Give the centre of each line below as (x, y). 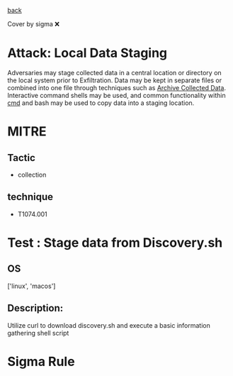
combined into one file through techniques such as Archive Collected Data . (117, 87)
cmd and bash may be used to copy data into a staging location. (101, 103)
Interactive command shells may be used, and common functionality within (116, 95)
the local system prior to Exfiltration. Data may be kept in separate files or (115, 80)
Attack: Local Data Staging (87, 53)
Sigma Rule (41, 361)
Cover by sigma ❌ (34, 24)
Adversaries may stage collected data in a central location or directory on (114, 72)
